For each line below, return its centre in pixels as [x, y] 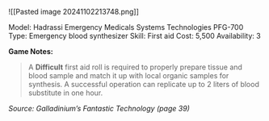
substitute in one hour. [65, 93]
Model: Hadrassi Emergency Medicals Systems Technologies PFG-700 [126, 27]
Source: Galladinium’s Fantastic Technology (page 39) [99, 108]
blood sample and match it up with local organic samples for [128, 75]
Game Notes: [31, 51]
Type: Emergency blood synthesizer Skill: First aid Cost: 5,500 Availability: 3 [134, 36]
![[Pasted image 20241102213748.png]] [74, 12]
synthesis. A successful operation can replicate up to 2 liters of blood [144, 84]
